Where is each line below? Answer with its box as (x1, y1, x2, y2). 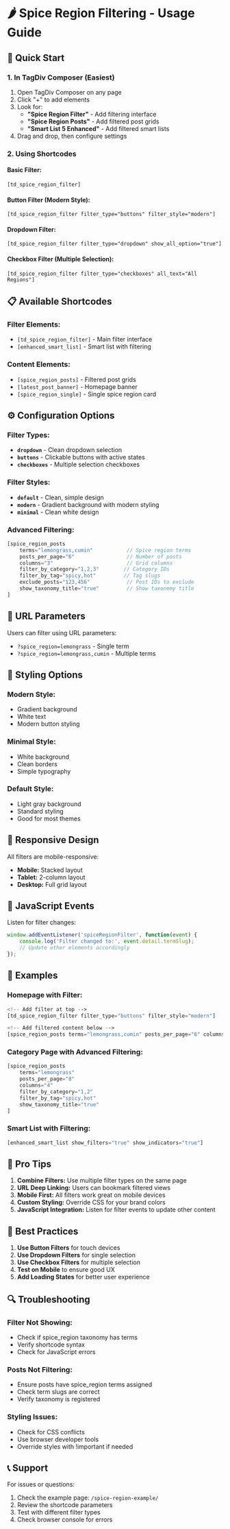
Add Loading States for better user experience (16, 1273, 150, 1281)
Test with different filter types (16, 1508, 101, 1517)
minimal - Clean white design (16, 508, 99, 516)
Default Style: (7, 784, 54, 794)
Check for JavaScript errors (16, 1347, 96, 1355)
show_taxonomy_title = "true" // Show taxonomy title (19, 585, 194, 592)
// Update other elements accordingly (19, 945, 130, 951)
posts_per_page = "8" (19, 1076, 75, 1082)
